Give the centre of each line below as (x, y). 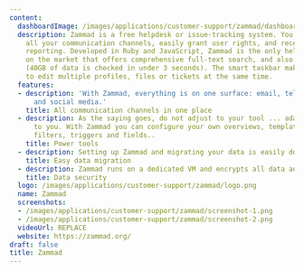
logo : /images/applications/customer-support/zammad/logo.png (137, 186)
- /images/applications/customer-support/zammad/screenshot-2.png (145, 219)
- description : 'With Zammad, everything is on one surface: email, (149, 93)
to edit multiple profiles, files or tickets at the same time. (149, 77)
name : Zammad (42, 194)
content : (26, 18)
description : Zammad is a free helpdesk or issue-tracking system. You (156, 34)
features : (36, 85)
